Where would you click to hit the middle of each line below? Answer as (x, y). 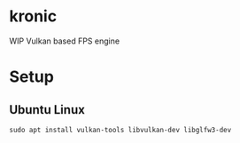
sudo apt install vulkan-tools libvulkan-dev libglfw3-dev (120, 130)
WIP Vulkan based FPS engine (65, 41)
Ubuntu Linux (47, 110)
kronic (33, 16)
